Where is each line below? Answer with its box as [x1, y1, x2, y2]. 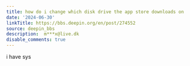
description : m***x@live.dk [6, 31, 79, 37]
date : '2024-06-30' [6, 14, 55, 20]
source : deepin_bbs [6, 25, 55, 32]
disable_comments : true [6, 37, 66, 43]
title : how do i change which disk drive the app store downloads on [6, 8, 185, 15]
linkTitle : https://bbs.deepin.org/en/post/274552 [6, 20, 136, 26]
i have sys [6, 53, 31, 60]
